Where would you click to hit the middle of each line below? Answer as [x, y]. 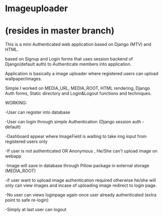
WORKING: [16, 103]
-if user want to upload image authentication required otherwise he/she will [81, 180]
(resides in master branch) [60, 31]
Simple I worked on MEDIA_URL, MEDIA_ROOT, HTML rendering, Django [78, 88]
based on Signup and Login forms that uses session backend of [69, 59]
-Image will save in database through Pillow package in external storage [77, 166]
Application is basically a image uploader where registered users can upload [82, 74]
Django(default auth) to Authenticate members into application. [68, 64]
